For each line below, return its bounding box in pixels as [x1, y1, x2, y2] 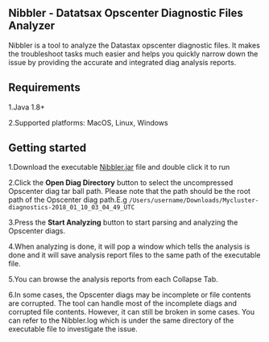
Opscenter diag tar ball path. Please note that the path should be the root [8, 187, 251, 196]
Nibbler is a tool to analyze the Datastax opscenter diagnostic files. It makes [8, 40, 260, 50]
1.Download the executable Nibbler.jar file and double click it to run [8, 163, 230, 172]
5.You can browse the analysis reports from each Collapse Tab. [8, 274, 219, 284]
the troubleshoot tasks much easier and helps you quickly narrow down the [8, 48, 259, 59]
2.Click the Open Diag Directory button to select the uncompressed [8, 178, 234, 187]
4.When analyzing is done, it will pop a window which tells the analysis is [8, 241, 250, 252]
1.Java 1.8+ [8, 102, 46, 112]
